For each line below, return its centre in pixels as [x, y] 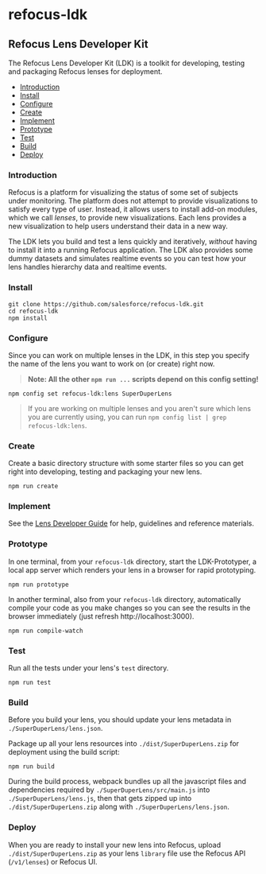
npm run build [32, 767]
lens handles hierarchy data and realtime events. [88, 267]
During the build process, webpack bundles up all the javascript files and [127, 782]
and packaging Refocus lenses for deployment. [85, 72]
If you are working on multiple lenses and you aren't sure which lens [139, 408]
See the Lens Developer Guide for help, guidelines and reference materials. [131, 523]
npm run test [30, 683]
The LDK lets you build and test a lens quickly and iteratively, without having [133, 242]
